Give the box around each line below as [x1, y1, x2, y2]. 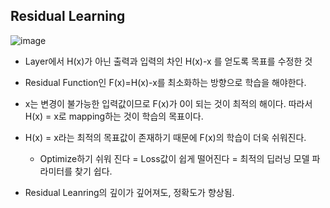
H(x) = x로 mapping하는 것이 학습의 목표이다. [24, 110, 204, 122]
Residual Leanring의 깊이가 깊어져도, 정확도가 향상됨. [24, 186, 235, 198]
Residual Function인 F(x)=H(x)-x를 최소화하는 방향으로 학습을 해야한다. [24, 76, 307, 88]
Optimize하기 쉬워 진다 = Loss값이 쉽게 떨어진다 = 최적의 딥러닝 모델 [39, 152, 310, 164]
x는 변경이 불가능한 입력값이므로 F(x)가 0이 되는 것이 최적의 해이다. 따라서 [24, 97, 313, 109]
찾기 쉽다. [74, 165, 113, 177]
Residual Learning [10, 8, 126, 25]
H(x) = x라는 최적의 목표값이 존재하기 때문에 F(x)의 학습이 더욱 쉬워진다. [24, 131, 307, 143]
